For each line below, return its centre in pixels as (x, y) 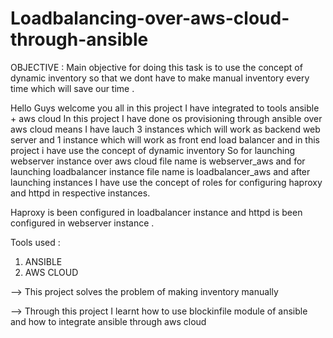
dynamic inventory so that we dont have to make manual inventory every (160, 78)
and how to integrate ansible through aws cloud (108, 321)
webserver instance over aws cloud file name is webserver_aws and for (158, 161)
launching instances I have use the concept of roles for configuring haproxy (166, 182)
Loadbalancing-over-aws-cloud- (150, 18)
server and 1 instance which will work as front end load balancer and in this (165, 139)
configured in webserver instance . (82, 223)
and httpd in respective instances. (80, 193)
